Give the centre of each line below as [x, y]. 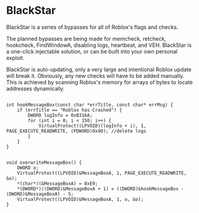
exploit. [15, 58]
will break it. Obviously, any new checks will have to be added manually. [95, 76]
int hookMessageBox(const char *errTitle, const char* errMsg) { [90, 105]
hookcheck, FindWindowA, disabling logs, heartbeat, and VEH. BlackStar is [99, 45]
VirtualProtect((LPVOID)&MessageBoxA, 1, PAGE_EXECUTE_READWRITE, [102, 173]
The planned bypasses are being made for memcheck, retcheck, [86, 38]
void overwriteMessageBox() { [44, 163]
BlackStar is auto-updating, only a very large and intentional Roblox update [99, 69]
